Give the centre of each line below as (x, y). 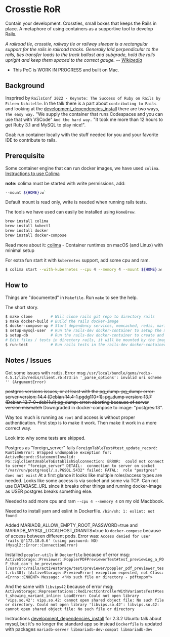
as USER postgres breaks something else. (49, 491)
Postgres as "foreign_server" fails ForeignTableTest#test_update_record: (82, 448)
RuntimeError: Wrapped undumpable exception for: (59, 452)
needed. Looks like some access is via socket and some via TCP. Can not (82, 480)
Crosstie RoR (33, 9)
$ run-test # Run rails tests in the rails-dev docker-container (86, 345)
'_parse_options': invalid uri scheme (121, 377)
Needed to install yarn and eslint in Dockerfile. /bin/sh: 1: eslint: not (80, 511)
